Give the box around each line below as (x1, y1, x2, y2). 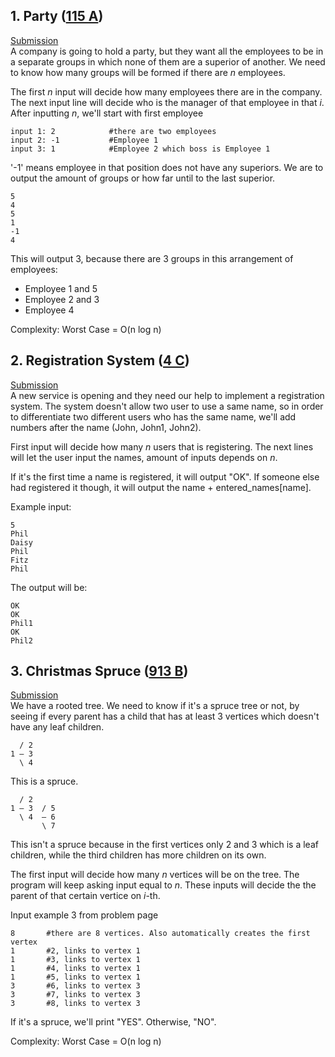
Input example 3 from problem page (10, 909, 159, 921)
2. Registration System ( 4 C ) (10, 352, 190, 369)
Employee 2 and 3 (24, 293, 100, 305)
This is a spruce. (10, 775, 79, 788)
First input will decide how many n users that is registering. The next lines (10, 440, 314, 453)
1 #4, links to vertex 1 (10, 964, 141, 974)
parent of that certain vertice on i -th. (10, 890, 161, 902)
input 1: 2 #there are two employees (10, 126, 217, 136)
